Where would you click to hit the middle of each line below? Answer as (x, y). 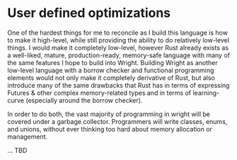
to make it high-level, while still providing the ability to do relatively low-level (118, 40)
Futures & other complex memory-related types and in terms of (99, 93)
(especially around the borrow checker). (84, 100)
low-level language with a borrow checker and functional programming (111, 70)
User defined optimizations (89, 13)
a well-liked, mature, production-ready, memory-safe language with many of (118, 55)
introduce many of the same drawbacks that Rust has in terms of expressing (118, 85)
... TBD (17, 150)
